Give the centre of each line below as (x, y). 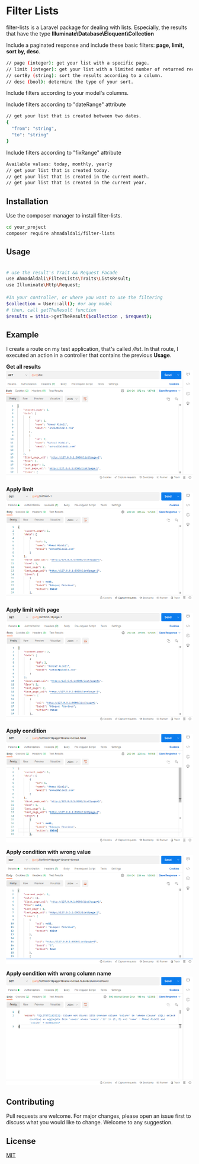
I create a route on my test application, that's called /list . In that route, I (92, 349)
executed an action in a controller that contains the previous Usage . (89, 355)
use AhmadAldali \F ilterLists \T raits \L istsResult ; (69, 279)
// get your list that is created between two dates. (74, 116)
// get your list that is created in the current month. (78, 177)
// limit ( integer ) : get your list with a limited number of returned (95, 69)
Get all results (24, 367)
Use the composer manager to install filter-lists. (64, 216)
